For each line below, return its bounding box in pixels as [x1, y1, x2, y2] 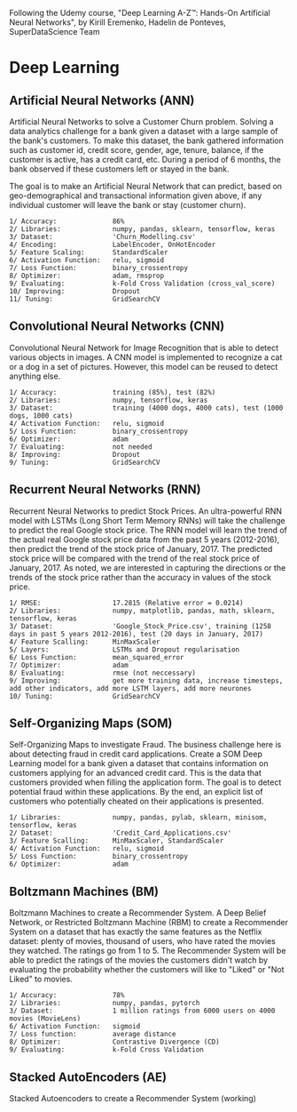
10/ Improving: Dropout [9, 287, 141, 296]
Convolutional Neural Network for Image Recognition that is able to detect [9, 342, 279, 353]
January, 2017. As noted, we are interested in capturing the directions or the [9, 562, 286, 572]
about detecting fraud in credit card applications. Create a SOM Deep [9, 748, 263, 759]
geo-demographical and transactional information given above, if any [9, 190, 262, 201]
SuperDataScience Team [9, 27, 100, 36]
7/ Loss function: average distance [9, 1030, 176, 1039]
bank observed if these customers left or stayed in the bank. [9, 164, 230, 174]
